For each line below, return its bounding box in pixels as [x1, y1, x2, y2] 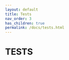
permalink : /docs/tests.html [5, 25, 65, 30]
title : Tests [5, 12, 32, 17]
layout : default [5, 7, 38, 12]
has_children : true [5, 20, 45, 26]
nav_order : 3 [5, 16, 32, 21]
